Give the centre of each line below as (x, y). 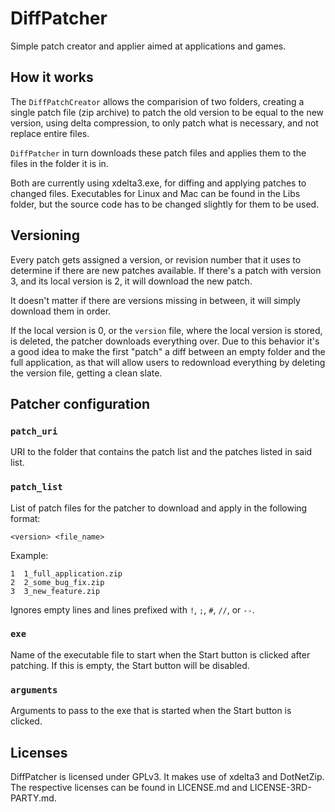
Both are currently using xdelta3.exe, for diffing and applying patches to (158, 183)
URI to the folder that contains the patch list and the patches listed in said (161, 452)
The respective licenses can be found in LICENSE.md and (129, 787)
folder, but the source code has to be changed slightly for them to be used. (165, 204)
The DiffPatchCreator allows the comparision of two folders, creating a (157, 101)
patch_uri (34, 431)
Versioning (45, 235)
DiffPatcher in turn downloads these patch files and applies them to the (158, 153)
